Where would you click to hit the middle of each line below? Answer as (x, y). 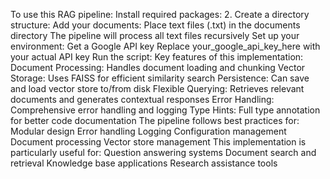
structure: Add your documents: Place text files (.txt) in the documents (155, 25)
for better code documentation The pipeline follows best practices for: (155, 120)
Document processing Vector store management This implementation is (158, 142)
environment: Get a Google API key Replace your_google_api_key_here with (165, 46)
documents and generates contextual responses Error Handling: (142, 99)
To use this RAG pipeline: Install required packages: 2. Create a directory (160, 14)
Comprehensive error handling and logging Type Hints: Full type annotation (165, 110)
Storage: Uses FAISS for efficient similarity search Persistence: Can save (160, 78)
